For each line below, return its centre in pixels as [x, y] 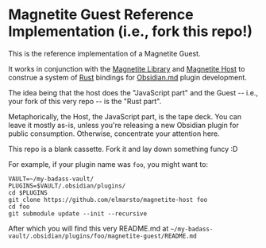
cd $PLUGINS [28, 192]
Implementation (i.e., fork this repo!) [130, 31]
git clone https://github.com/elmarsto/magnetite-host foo [108, 200]
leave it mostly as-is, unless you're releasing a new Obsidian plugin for [124, 125]
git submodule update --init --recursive [78, 213]
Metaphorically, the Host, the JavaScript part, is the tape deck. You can [125, 116]
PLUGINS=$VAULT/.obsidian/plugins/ [67, 186]
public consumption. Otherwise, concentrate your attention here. [114, 134]
